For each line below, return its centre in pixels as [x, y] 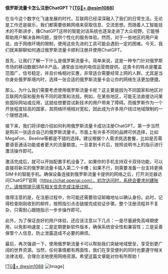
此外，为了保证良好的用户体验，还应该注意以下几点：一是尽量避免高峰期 [79, 221]
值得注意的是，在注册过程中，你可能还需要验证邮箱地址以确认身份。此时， [82, 197]
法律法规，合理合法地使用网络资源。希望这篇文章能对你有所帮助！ [73, 256]
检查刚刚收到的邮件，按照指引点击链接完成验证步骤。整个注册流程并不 [81, 203]
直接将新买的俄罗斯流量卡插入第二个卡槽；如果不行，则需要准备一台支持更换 [84, 168]
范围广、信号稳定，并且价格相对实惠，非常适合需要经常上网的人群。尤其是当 [84, 73]
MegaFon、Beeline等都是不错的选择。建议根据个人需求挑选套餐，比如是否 [82, 138]
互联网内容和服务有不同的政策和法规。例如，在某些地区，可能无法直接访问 [82, 96]
